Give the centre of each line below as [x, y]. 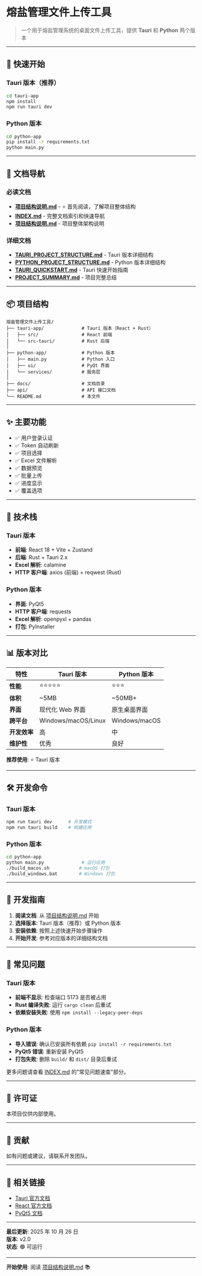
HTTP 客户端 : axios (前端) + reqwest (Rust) [68, 573]
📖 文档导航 [26, 173]
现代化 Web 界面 [63, 709]
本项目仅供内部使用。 [32, 1114]
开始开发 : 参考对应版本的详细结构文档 [61, 938]
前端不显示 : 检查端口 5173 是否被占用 [60, 998]
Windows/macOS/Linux [73, 720]
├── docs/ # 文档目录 [56, 383]
